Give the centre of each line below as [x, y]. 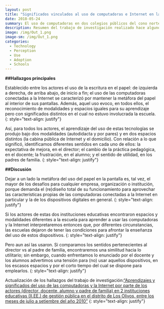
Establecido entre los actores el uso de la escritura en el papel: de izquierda [81, 88]
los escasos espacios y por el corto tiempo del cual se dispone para [73, 266]
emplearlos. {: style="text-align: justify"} [46, 271]
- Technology [23, 46]
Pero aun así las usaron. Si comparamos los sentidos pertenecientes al [76, 245]
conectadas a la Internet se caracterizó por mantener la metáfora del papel [80, 98]
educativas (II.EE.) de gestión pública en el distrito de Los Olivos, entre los [80, 296]
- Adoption [20, 60]
